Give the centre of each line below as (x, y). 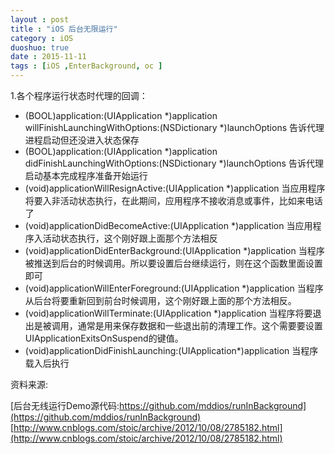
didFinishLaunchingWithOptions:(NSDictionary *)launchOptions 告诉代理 (174, 163)
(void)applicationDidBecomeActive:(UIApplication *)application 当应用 (168, 225)
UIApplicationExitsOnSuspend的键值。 (104, 338)
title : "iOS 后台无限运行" (64, 29)
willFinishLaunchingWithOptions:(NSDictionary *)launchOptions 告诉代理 (174, 127)
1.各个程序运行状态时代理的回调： (79, 95)
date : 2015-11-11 (48, 57)
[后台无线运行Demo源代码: (65, 405)
